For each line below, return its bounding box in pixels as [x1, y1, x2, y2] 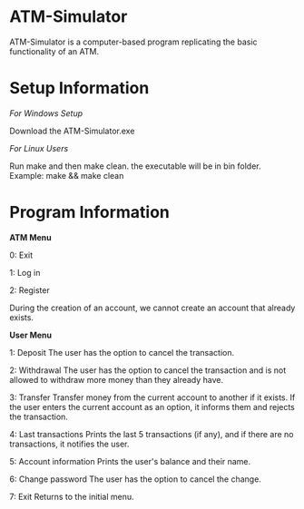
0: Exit [9, 250, 34, 260]
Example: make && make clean [9, 170, 124, 181]
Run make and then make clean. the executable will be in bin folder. [9, 161, 261, 171]
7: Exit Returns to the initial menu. [9, 491, 134, 502]
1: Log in [9, 267, 41, 278]
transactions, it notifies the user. [9, 438, 130, 449]
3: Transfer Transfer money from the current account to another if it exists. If [9, 392, 296, 403]
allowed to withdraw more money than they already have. [9, 374, 224, 385]
